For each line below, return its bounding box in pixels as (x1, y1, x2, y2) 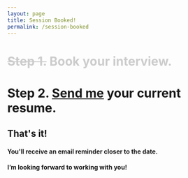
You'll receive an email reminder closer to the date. (7, 147, 159, 156)
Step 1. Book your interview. (7, 53, 173, 69)
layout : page (7, 10, 45, 17)
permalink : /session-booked (7, 23, 89, 30)
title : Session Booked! (7, 17, 77, 24)
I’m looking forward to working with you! (7, 163, 127, 172)
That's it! (7, 128, 48, 140)
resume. (7, 100, 57, 116)
